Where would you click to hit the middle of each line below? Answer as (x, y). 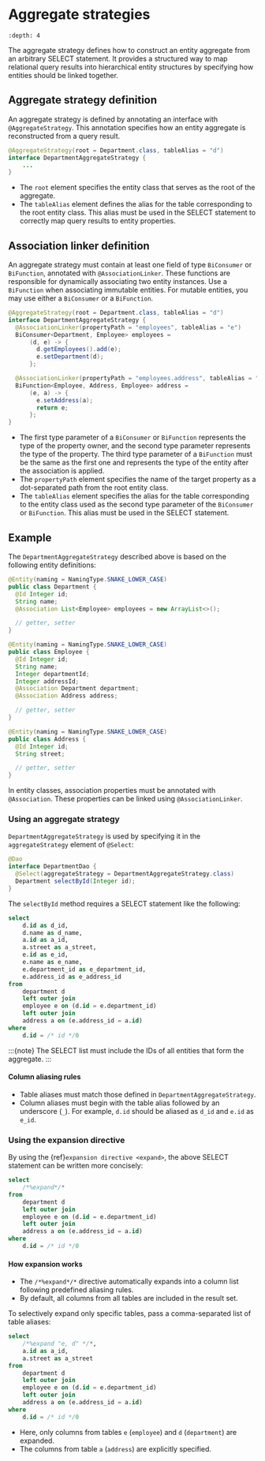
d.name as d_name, (52, 932)
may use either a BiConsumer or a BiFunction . (81, 298)
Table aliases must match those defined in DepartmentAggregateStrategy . (138, 1094)
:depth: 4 (24, 35)
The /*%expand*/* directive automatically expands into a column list (129, 1282)
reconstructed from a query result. (64, 136)
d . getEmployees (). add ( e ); (79, 349)
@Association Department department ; (77, 689)
